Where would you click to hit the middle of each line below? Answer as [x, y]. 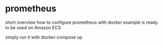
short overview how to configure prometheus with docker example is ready [81, 22]
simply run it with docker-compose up [44, 37]
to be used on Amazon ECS [33, 27]
